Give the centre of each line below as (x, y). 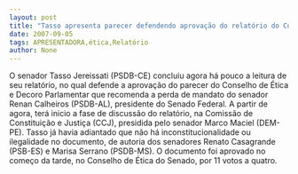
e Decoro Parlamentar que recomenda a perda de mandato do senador (139, 95)
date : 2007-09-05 (41, 34)
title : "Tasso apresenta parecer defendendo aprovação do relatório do (144, 26)
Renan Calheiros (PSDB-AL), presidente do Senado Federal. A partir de (139, 104)
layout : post (33, 17)
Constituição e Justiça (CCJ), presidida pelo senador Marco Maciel (132, 123)
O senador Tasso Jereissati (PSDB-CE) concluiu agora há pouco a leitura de (148, 75)
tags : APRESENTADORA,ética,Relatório (79, 42)
